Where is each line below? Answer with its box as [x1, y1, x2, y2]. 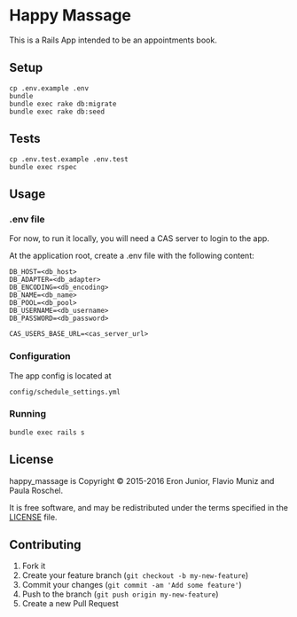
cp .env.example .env [9, 83, 90, 93]
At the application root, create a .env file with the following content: [9, 250, 254, 262]
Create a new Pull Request [21, 598, 120, 609]
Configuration [9, 350, 71, 363]
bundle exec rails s [9, 427, 86, 437]
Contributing [9, 537, 82, 552]
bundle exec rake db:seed [9, 107, 105, 116]
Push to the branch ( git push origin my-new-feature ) [21, 589, 219, 599]
